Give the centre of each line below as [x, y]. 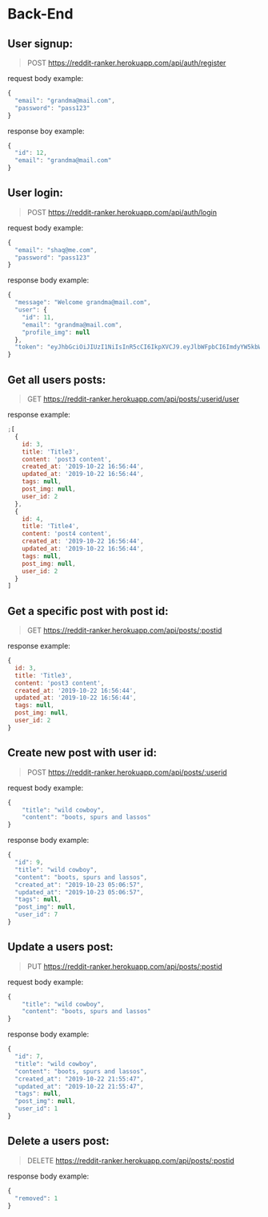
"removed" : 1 [36, 1198]
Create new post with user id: [82, 753]
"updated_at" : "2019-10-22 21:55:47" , [80, 1086]
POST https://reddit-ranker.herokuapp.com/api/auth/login [122, 212]
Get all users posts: [57, 379]
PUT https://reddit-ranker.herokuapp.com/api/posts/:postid [125, 966]
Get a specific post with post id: [88, 611]
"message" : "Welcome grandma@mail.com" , [83, 303]
